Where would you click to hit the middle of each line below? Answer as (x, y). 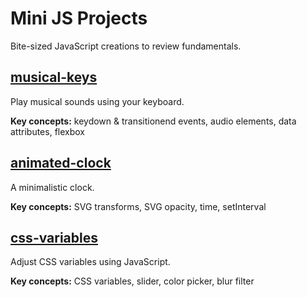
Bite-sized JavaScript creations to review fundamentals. (126, 46)
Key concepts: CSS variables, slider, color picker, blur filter (132, 281)
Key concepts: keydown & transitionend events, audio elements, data (153, 121)
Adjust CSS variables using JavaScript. (90, 262)
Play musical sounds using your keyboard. (97, 101)
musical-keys (54, 77)
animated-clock (61, 163)
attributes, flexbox (47, 131)
